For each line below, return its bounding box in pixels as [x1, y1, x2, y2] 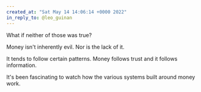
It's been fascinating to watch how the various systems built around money [6, 73, 196, 80]
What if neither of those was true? [6, 31, 92, 38]
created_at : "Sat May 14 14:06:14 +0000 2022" [6, 9, 127, 15]
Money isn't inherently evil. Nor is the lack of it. [6, 43, 125, 51]
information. [6, 62, 37, 69]
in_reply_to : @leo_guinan [6, 15, 72, 21]
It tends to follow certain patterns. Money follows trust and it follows [6, 55, 178, 62]
